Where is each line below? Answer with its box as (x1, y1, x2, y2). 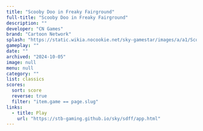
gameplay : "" (6, 43, 39, 49)
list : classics (6, 76, 45, 82)
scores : (6, 82, 26, 88)
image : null (6, 59, 36, 65)
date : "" (6, 48, 28, 54)
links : (6, 104, 23, 110)
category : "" (6, 71, 39, 77)
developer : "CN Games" (6, 25, 63, 32)
